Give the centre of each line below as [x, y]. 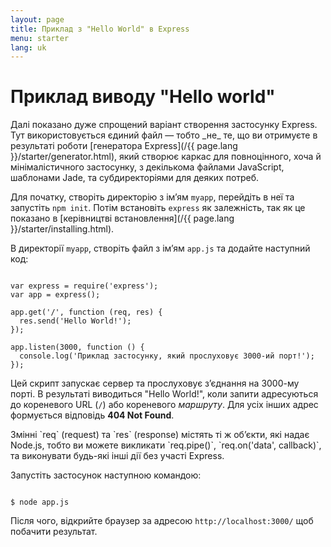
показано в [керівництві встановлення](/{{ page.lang [122, 218]
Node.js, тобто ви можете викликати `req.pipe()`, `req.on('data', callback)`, [166, 445]
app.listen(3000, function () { [77, 347]
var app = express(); [55, 295]
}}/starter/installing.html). [62, 229]
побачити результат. [54, 532]
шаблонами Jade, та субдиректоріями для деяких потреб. [135, 178]
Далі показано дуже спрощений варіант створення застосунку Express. [164, 125]
